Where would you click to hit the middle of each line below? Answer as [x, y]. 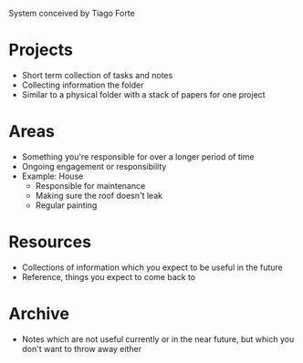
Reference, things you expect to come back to [109, 276]
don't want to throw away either [82, 348]
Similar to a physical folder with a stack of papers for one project [143, 94]
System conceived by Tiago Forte [72, 13]
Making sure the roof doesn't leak [99, 195]
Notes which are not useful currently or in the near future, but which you [158, 339]
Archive [39, 314]
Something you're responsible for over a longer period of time [138, 156]
